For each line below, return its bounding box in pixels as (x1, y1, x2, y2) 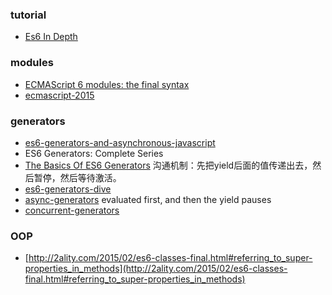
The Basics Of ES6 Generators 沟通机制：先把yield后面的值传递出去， (24, 159, 313, 171)
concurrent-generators (24, 204, 120, 216)
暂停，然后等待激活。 (33, 171, 122, 183)
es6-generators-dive (24, 183, 112, 195)
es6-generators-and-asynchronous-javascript (24, 136, 216, 148)
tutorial (10, 8, 47, 22)
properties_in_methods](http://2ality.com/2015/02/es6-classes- (24, 263, 288, 275)
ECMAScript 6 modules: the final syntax (24, 78, 190, 90)
